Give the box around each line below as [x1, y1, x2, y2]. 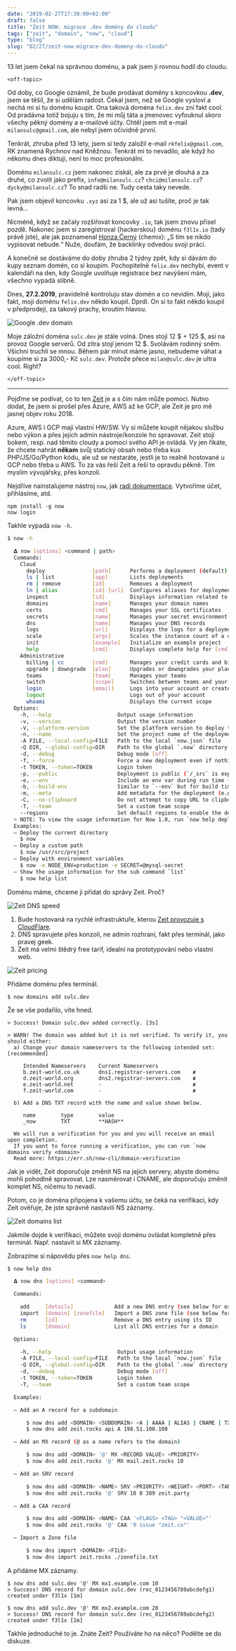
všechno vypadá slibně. [7, 276, 77, 284]
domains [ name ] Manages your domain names [25, 600, 209, 607]
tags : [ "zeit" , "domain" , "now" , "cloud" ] [7, 30, 133, 37]
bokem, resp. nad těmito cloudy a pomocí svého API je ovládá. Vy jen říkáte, [7, 438, 228, 446]
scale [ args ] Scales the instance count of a [25, 633, 225, 640]
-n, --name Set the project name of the [20, 731, 202, 738]
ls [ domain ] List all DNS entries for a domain [20, 1323, 218, 1330]
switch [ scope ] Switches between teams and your [25, 679, 228, 686]
